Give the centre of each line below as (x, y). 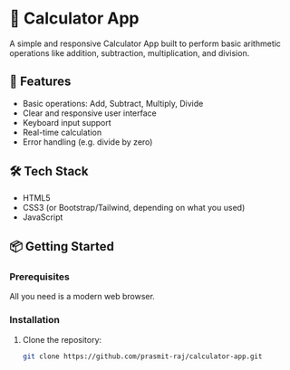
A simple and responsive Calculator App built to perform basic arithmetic (145, 43)
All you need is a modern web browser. (82, 297)
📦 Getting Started (62, 247)
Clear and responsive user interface (89, 113)
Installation (35, 320)
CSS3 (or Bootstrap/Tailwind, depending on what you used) (134, 207)
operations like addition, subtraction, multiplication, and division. (130, 52)
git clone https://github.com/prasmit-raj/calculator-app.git (142, 356)
